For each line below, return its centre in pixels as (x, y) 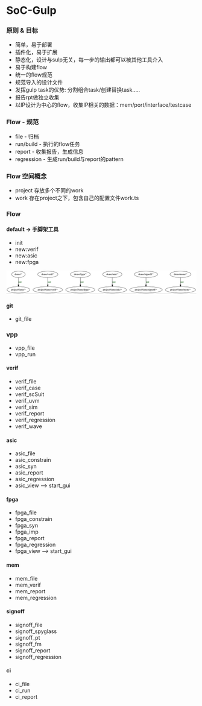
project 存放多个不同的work (49, 191)
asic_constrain (33, 460)
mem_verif (28, 585)
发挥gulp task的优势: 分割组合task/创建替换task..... (77, 90)
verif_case (28, 388)
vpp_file (25, 348)
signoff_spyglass (36, 631)
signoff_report (33, 650)
